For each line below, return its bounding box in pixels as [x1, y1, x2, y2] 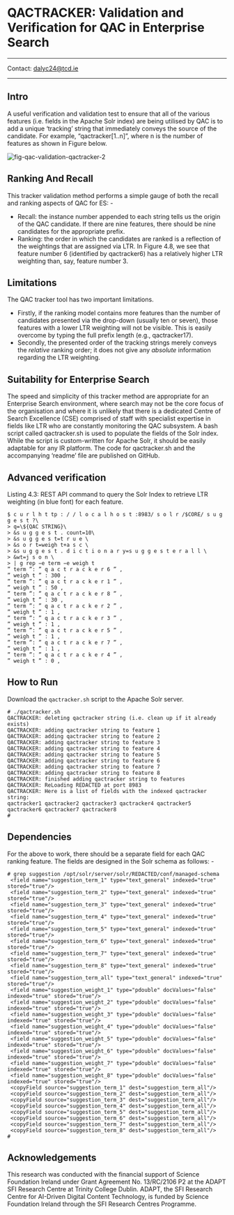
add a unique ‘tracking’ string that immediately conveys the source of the [7, 124, 217, 133]
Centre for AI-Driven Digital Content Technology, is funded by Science [7, 1193, 209, 1201]
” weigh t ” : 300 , [7, 572, 68, 579]
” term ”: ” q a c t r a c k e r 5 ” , [7, 627, 123, 634]
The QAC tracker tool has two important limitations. [7, 295, 155, 304]
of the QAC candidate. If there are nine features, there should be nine [17, 220, 216, 228]
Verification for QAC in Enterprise [7, 20, 205, 36]
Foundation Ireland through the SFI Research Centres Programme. [7, 1200, 197, 1208]
